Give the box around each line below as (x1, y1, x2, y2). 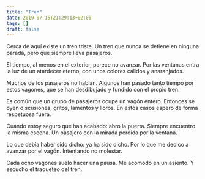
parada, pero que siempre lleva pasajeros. (6, 49, 113, 57)
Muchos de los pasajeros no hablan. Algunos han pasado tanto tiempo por (6, 79, 194, 87)
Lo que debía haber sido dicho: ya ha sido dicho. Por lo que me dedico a (6, 141, 189, 148)
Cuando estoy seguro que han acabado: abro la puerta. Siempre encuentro (6, 123, 196, 130)
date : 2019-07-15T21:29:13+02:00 (6, 15, 92, 21)
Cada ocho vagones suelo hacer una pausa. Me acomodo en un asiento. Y (6, 159, 195, 167)
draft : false (6, 26, 40, 32)
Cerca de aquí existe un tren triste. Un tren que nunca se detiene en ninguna (6, 43, 199, 50)
